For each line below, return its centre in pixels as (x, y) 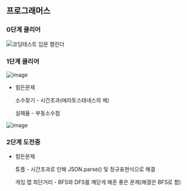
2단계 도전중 (23, 142)
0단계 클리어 (24, 30)
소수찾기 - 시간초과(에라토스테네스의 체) (62, 100)
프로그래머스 (28, 11)
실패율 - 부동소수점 (38, 113)
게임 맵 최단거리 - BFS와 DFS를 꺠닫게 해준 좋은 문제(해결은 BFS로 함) (98, 182)
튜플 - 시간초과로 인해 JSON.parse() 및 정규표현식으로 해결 (85, 169)
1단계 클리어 (23, 61)
